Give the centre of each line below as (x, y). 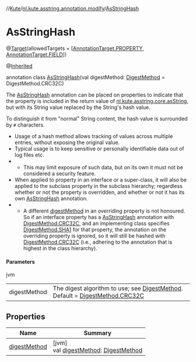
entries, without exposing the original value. (67, 142)
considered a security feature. (60, 173)
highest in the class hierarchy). (60, 248)
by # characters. (25, 125)
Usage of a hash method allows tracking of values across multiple (94, 136)
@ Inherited (19, 66)
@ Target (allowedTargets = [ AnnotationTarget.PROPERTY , (75, 48)
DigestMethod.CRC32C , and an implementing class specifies (97, 223)
